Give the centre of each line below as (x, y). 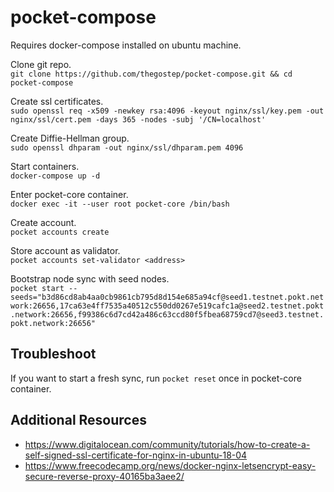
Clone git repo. (41, 64)
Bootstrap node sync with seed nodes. (90, 278)
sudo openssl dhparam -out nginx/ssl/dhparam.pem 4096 (127, 147)
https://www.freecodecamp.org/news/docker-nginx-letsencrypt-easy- (170, 465)
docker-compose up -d (55, 176)
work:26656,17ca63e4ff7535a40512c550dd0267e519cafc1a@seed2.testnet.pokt (167, 306)
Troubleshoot (53, 354)
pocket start (37, 288)
